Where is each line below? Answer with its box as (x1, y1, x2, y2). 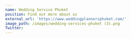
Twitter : (5, 26, 24, 31)
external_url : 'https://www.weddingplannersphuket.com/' (5, 16, 127, 21)
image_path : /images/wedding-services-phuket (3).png (5, 21, 120, 26)
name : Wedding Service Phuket (5, 7, 69, 12)
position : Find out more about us (5, 12, 78, 17)
